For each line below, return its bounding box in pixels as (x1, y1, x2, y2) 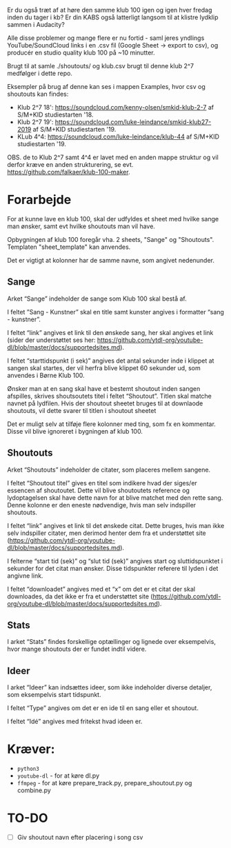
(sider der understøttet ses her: (7, 336, 96, 344)
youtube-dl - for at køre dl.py (17, 771, 100, 780)
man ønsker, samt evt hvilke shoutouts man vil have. (7, 222, 155, 230)
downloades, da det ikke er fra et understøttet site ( (7, 592, 153, 600)
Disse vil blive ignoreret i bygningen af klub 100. (7, 427, 143, 435)
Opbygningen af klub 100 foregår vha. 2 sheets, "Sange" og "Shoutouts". (7, 235, 214, 243)
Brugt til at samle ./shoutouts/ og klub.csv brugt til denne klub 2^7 (7, 62, 194, 70)
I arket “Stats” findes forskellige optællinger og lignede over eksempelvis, (7, 638, 216, 646)
